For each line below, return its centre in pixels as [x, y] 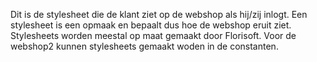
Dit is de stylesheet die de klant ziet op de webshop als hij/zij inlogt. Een [159, 14]
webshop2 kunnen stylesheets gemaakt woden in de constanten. [144, 46]
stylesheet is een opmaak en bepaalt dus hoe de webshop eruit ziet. [151, 25]
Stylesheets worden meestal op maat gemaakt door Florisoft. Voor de [153, 35]
